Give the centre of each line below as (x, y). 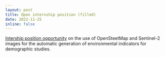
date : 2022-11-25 (24, 19)
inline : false (20, 24)
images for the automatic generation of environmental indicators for (76, 44)
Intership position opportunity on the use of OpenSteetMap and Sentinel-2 (83, 38)
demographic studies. (28, 49)
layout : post (19, 10)
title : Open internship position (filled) (51, 15)
